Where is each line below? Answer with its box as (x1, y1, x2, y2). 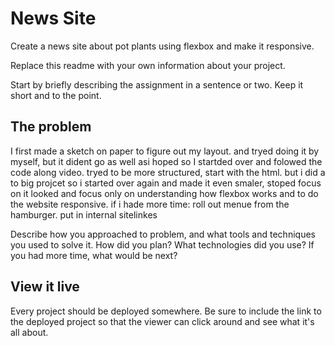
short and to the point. (10, 89, 102, 101)
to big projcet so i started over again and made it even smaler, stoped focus (10, 177, 322, 189)
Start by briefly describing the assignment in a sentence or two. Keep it (10, 78, 304, 91)
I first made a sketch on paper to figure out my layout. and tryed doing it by (10, 145, 320, 157)
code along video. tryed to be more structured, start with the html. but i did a (10, 166, 326, 178)
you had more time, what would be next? (10, 249, 178, 261)
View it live (10, 278, 80, 296)
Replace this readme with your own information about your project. (10, 59, 286, 71)
